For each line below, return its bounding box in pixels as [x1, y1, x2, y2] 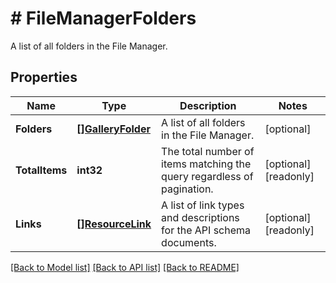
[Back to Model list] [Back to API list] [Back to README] [10, 261, 240, 273]
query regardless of [161, 169, 254, 183]
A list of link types [161, 198, 245, 212]
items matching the [161, 157, 252, 171]
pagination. [161, 182, 214, 196]
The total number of [161, 144, 255, 158]
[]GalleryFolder [76, 122, 151, 136]
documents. [161, 235, 217, 249]
